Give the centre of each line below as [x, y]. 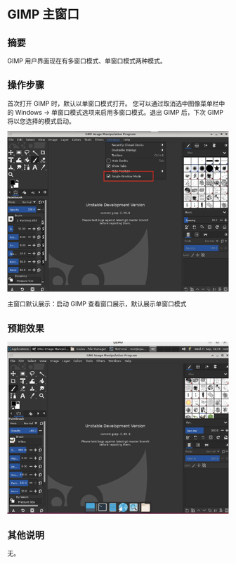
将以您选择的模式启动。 [41, 121]
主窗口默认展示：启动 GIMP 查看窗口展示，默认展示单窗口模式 [97, 304]
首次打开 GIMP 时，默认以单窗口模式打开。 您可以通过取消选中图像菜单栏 [113, 104]
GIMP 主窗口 [43, 14]
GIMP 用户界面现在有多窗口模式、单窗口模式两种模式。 [87, 61]
